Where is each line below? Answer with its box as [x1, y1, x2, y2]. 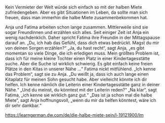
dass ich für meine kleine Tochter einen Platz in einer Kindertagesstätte [5, 56, 150, 61]
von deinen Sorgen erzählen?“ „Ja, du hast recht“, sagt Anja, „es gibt [5, 45, 144, 51]
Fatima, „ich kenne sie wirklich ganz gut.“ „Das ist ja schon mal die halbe [5, 92, 153, 98]
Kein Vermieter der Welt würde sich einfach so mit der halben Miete [5, 4, 142, 10]
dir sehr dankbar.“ [5, 103, 42, 108]
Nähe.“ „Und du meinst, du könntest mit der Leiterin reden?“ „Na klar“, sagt [5, 87, 157, 92]
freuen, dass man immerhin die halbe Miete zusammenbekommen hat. [5, 15, 148, 20]
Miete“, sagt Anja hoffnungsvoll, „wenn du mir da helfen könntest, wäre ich [5, 97, 157, 103]
